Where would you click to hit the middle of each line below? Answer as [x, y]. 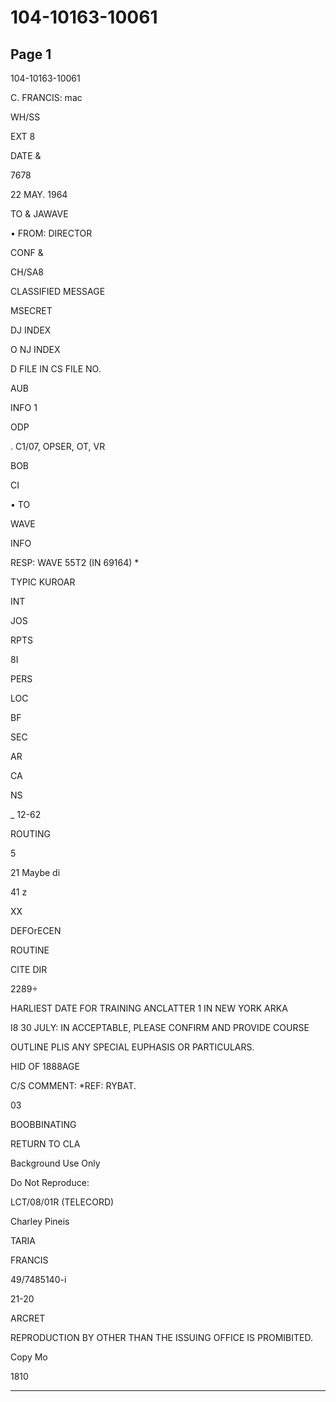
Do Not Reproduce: [50, 1182]
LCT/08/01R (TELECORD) [62, 1202]
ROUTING [30, 834]
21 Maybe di [35, 872]
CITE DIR [29, 969]
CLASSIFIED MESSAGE [58, 291]
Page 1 [31, 54]
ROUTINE [30, 950]
